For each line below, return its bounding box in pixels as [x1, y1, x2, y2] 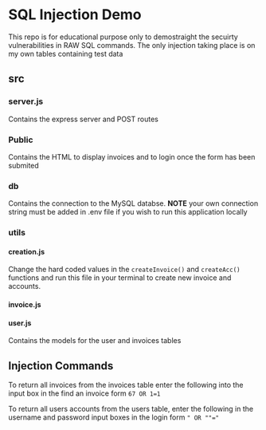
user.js [8, 318, 32, 328]
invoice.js [8, 299, 41, 309]
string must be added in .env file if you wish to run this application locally [8, 207, 248, 217]
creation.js [8, 247, 45, 256]
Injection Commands [8, 359, 114, 373]
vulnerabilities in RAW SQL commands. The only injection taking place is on [8, 40, 256, 49]
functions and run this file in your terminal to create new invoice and [8, 273, 232, 282]
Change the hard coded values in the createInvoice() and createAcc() [8, 265, 241, 274]
